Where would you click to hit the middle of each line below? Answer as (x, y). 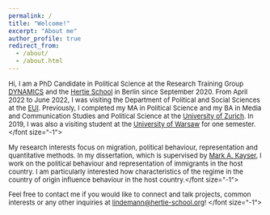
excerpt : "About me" (43, 31)
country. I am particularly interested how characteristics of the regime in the (126, 171)
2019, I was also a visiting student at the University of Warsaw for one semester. (132, 124)
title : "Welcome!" (39, 23)
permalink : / (30, 16)
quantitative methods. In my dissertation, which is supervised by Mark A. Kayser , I (135, 155)
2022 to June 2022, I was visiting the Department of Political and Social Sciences (134, 99)
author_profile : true (45, 38)
